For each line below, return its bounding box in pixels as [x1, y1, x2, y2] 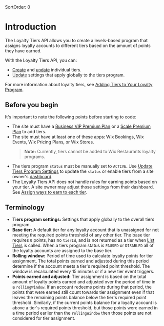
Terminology [5, 203, 45, 212]
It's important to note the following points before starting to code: [5, 114, 137, 119]
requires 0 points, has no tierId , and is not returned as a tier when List [12, 237, 155, 243]
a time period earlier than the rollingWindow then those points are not [12, 310, 152, 316]
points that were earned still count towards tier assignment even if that [12, 289, 155, 295]
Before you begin [5, 101, 59, 109]
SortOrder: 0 [5, 4, 30, 10]
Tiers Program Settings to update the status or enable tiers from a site [12, 168, 154, 174]
